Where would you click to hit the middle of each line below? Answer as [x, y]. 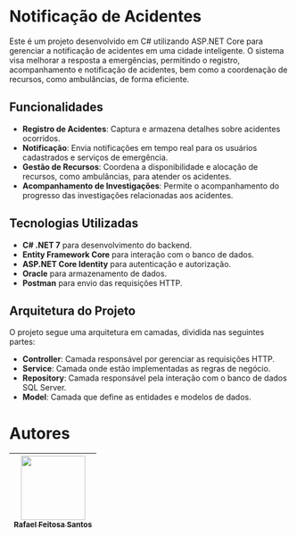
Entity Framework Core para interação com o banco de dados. [138, 254]
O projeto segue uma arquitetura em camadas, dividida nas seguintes [137, 332]
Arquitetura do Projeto [73, 310]
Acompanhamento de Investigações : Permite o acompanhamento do [150, 186]
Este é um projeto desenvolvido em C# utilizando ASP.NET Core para [136, 41]
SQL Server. [44, 388]
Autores [40, 433]
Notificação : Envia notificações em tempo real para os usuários [140, 147]
